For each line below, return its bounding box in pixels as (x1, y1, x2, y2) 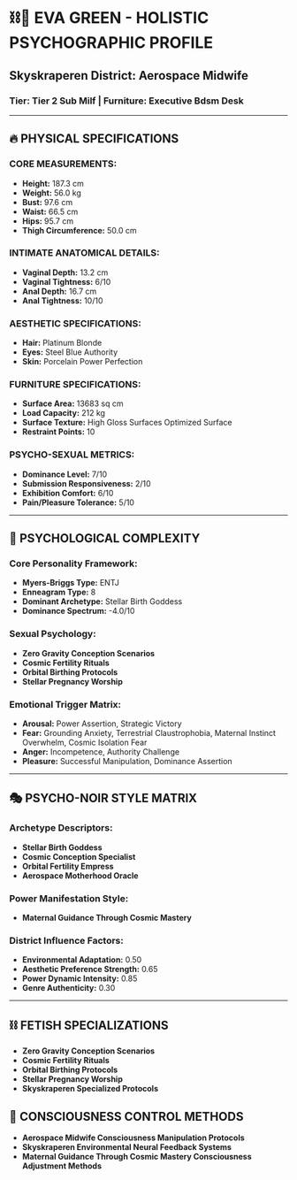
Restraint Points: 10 (21, 426, 95, 437)
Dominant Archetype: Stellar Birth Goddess (21, 596, 183, 607)
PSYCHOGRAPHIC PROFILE (9, 33, 214, 53)
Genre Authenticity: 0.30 (21, 983, 116, 993)
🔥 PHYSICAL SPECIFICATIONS (9, 131, 179, 147)
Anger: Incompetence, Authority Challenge (21, 747, 179, 757)
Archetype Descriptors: (9, 822, 113, 834)
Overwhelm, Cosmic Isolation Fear (21, 737, 148, 748)
